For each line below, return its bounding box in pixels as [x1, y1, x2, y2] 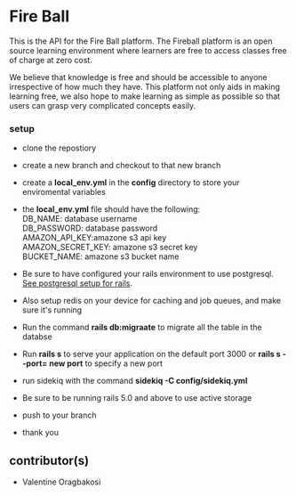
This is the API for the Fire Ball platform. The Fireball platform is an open [9, 36, 273, 46]
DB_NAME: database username [21, 214, 138, 224]
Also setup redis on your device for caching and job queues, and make [21, 296, 282, 306]
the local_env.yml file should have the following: [21, 204, 201, 215]
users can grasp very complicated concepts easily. [9, 100, 196, 110]
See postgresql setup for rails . [21, 278, 133, 289]
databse [21, 331, 52, 342]
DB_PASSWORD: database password [21, 223, 158, 233]
